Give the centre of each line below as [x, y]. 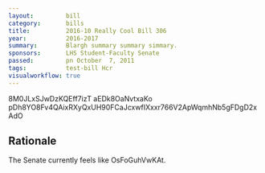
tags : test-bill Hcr [61, 68]
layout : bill [45, 16]
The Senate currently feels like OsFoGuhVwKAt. [87, 160]
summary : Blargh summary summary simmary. [93, 46]
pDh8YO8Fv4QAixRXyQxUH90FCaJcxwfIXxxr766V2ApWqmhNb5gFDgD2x [133, 107]
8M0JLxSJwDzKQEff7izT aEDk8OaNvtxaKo [80, 98]
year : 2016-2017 [53, 38]
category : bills [46, 23]
